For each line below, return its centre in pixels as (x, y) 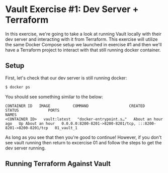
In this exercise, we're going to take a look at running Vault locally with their (83, 34)
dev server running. (26, 148)
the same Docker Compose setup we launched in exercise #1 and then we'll (83, 44)
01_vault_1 (66, 128)
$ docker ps (18, 87)
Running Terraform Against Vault (58, 164)
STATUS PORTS (32, 110)
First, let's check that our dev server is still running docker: (66, 78)
